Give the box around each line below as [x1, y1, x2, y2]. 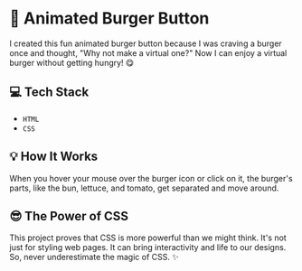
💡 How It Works [9, 149, 99, 164]
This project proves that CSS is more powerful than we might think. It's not [9, 232, 287, 243]
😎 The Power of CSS [9, 208, 129, 224]
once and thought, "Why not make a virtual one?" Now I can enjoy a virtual [9, 47, 288, 58]
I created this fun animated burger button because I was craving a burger [9, 38, 282, 49]
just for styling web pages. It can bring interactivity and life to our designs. [9, 242, 287, 253]
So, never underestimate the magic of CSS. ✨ [9, 252, 179, 263]
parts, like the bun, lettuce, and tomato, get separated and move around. [9, 182, 279, 193]
